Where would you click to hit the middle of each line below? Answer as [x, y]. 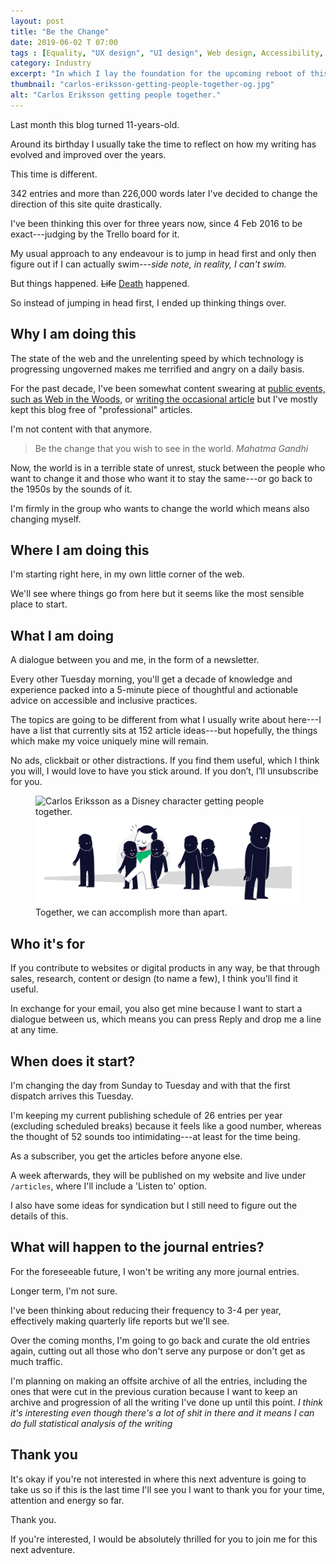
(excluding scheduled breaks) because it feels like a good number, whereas [166, 1126]
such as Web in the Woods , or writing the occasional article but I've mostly [164, 399]
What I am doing [62, 635]
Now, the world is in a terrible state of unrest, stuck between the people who [168, 467]
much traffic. [36, 1361]
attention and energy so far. [67, 1500]
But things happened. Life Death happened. [100, 283]
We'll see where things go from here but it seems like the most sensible [157, 594]
